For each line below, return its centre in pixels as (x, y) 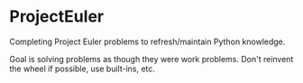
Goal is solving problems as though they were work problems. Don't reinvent (151, 59)
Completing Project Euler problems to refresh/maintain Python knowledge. (147, 41)
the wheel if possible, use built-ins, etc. (83, 69)
